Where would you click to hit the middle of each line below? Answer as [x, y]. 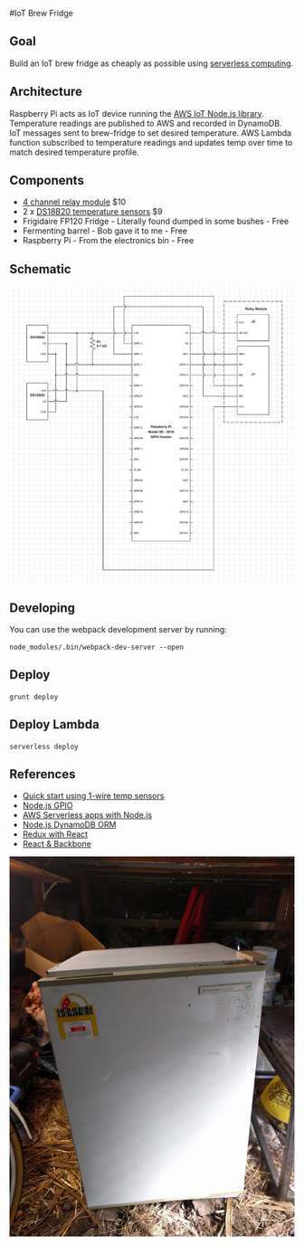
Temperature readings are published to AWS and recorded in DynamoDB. [146, 123]
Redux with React [55, 834]
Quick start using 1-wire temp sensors [93, 796]
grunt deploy [34, 697]
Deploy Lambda [54, 724]
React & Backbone [57, 844]
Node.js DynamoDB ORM [69, 825]
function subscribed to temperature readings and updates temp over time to [151, 142]
